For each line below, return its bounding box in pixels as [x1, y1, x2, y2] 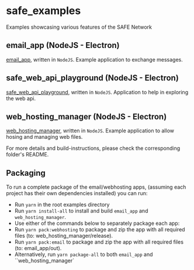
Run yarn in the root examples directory [14, 201, 110, 209]
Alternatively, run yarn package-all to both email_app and [14, 251, 153, 258]
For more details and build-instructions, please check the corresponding [6, 145, 181, 152]
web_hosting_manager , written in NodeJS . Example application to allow [6, 127, 174, 134]
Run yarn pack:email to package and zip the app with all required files [14, 238, 184, 245]
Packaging [6, 168, 46, 178]
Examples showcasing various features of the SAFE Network [6, 23, 152, 30]
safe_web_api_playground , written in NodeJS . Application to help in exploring [6, 88, 189, 95]
